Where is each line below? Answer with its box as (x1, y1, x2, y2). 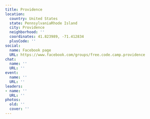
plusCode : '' (9, 39, 36, 44)
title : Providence (5, 7, 43, 12)
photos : (5, 98, 21, 102)
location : (5, 12, 25, 17)
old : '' (9, 102, 25, 107)
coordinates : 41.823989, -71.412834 (9, 34, 84, 39)
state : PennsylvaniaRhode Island (9, 20, 78, 26)
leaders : (5, 84, 23, 89)
